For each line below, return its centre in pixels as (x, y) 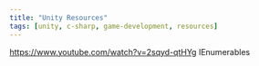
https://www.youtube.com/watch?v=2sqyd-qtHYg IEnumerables (130, 52)
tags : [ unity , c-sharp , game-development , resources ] (114, 26)
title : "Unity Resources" (58, 18)
